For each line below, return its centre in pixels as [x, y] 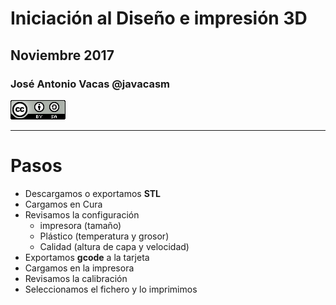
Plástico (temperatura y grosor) [104, 236]
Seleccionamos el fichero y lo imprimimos [111, 289]
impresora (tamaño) [80, 225]
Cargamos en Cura [63, 204]
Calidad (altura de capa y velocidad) [114, 246]
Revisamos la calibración [76, 278]
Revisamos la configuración [82, 214]
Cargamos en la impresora [79, 268]
